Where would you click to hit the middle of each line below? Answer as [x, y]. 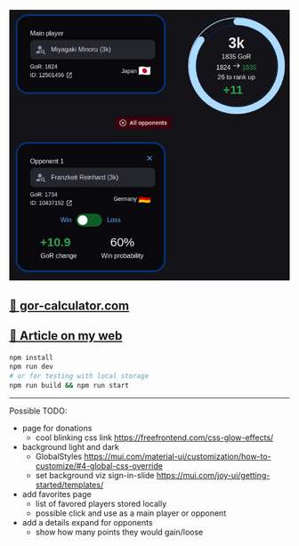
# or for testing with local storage [79, 376]
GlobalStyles [59, 457]
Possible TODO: [38, 411]
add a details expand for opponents [87, 523]
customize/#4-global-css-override [99, 466]
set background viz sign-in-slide [95, 476]
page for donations [57, 429]
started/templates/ [69, 485]
